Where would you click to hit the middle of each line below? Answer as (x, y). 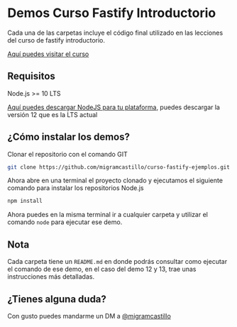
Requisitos (31, 76)
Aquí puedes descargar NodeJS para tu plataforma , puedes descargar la (114, 107)
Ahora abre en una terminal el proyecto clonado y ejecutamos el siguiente (115, 181)
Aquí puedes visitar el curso (48, 54)
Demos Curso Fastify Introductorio (112, 13)
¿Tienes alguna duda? (57, 299)
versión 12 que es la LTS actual (53, 114)
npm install (25, 201)
